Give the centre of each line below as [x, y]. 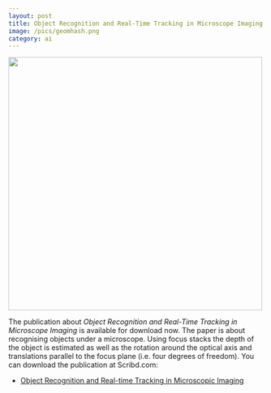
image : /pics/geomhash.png [54, 31]
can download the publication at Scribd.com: [83, 365]
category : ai [30, 38]
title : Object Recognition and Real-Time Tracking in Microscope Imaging [136, 23]
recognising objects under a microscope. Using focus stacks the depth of [131, 339]
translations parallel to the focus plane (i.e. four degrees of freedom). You [131, 357]
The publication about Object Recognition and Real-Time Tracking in [123, 322]
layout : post [30, 16]
